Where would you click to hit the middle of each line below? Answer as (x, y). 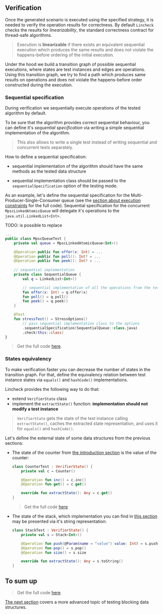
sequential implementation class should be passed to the (69, 181)
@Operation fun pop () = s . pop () (54, 548)
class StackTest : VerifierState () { (50, 531)
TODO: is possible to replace (33, 226)
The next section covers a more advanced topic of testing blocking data (77, 602)
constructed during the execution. (39, 85)
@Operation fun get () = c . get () (54, 485)
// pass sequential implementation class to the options (81, 323)
